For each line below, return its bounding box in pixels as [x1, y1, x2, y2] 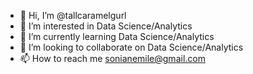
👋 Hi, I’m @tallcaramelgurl [19, 10, 127, 21]
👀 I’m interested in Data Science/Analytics [19, 20, 193, 32]
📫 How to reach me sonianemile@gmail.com [19, 53, 206, 64]
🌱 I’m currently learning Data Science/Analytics [19, 31, 215, 42]
